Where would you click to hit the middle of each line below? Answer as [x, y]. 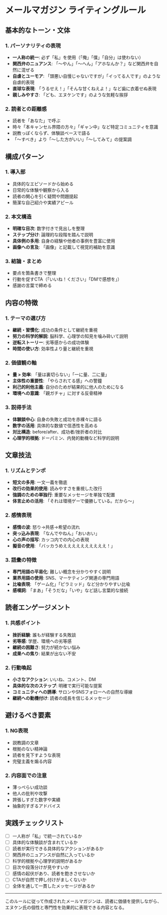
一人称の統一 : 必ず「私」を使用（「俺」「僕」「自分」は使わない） [78, 57]
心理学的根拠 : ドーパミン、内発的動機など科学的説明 [66, 438]
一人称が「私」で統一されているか [47, 836]
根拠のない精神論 [30, 749]
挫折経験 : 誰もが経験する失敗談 [44, 635]
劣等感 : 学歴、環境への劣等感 [42, 641]
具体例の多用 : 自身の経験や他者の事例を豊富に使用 [64, 241]
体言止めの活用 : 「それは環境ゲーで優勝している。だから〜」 [74, 501]
